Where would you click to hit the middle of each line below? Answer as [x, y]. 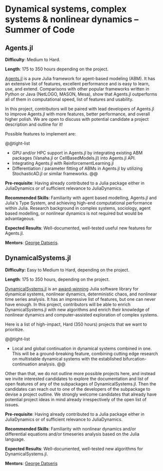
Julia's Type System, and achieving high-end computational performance [79, 203]
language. [15, 439]
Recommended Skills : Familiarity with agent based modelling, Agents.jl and [81, 198]
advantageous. [20, 218]
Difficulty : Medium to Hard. [33, 59]
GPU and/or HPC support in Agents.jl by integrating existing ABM [77, 153]
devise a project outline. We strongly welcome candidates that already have [81, 394]
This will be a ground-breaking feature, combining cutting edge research [85, 354]
